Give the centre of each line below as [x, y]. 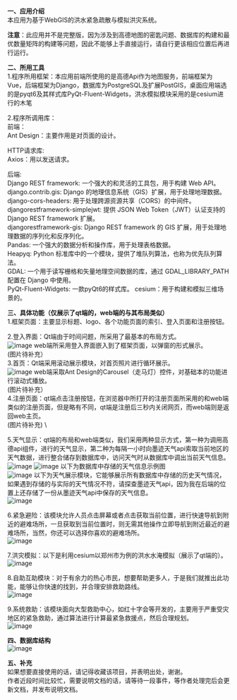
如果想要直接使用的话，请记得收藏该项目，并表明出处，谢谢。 [97, 672]
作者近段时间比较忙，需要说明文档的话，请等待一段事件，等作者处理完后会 [115, 681]
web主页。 [29, 416]
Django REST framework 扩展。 [53, 218]
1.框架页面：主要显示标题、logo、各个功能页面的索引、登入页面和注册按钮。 [118, 321]
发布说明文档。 [60, 689]
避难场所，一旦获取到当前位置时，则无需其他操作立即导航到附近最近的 [121, 524]
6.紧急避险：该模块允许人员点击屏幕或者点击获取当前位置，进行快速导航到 [115, 515]
